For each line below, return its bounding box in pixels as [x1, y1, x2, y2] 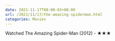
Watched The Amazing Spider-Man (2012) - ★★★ [5, 30, 111, 36]
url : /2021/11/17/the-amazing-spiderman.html [5, 12, 102, 17]
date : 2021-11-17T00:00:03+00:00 [5, 7, 76, 12]
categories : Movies [5, 16, 46, 21]
